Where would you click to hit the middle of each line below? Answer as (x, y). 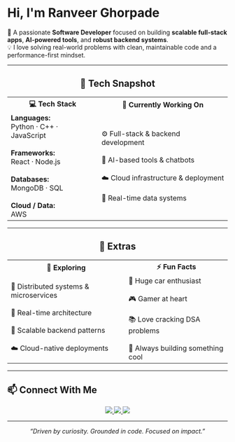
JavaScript (29, 135)
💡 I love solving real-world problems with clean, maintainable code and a (112, 47)
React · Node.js (36, 161)
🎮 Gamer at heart (158, 298)
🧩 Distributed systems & (50, 286)
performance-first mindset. (47, 55)
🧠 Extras (117, 247)
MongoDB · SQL (37, 188)
